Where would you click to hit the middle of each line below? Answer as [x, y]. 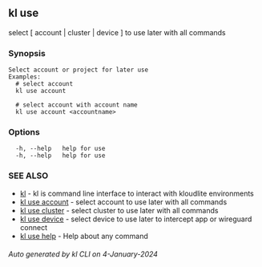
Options [24, 132]
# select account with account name [77, 105]
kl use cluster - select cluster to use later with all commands [119, 210]
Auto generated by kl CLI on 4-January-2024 [83, 254]
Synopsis [27, 53]
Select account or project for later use [79, 70]
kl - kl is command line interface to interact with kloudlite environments [137, 193]
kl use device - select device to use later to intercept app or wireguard [136, 219]
